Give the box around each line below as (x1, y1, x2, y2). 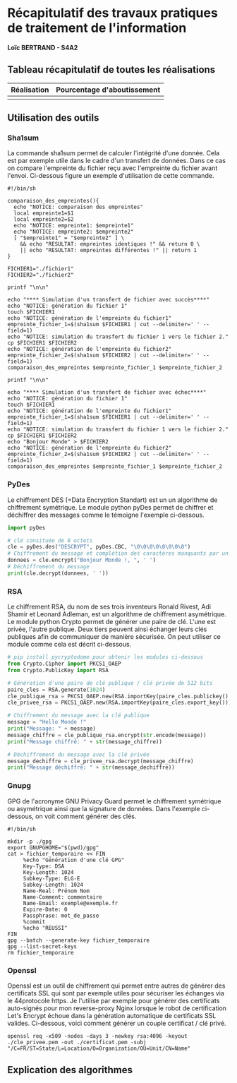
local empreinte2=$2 (13, 216, 74, 223)
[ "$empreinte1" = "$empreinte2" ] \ (13, 234, 125, 241)
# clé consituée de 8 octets (7, 537, 93, 544)
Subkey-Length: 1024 (23, 881, 83, 888)
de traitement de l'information (7, 20, 187, 36)
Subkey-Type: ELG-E (23, 875, 80, 882)
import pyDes (7, 524, 46, 531)
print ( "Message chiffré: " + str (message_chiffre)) (7, 738, 162, 746)
